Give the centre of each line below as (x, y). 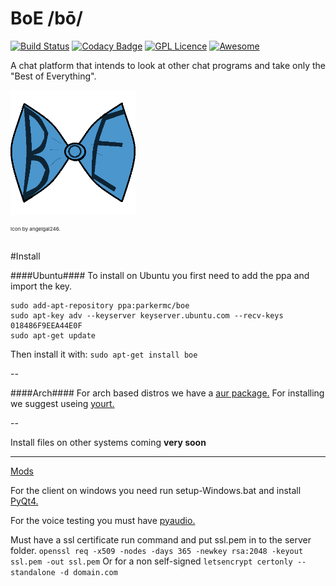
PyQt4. (24, 501)
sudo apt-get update (53, 335)
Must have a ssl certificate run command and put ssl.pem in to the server (161, 539)
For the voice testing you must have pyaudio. (103, 520)
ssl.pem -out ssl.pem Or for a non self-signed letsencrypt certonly (151, 561)
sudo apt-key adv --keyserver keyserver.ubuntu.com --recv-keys (147, 315)
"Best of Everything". (53, 76)
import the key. (41, 286)
